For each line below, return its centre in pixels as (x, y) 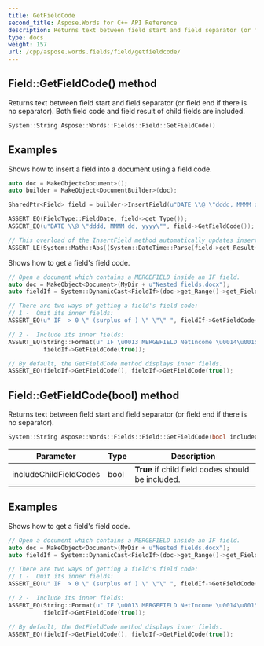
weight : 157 (27, 45)
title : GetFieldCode (42, 15)
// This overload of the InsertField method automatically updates (121, 240)
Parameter (56, 456)
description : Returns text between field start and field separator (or (130, 30)
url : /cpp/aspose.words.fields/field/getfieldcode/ (94, 52)
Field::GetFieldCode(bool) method (93, 395)
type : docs (26, 37)
